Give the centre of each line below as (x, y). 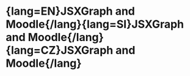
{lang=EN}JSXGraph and (70, 11)
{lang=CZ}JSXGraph (60, 51)
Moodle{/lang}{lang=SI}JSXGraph (95, 24)
